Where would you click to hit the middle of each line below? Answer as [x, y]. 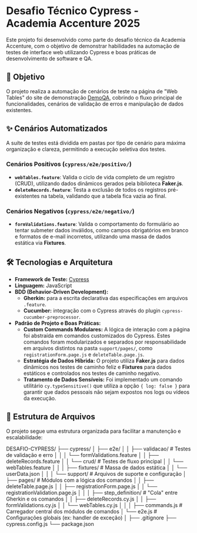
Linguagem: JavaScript [43, 285]
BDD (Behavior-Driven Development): [61, 292]
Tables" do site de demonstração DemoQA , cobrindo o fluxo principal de [94, 97]
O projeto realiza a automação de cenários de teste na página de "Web [92, 91]
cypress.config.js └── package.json [50, 524]
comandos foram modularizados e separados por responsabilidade [105, 342]
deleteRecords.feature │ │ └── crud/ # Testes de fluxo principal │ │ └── [95, 461]
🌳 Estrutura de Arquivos [51, 417]
